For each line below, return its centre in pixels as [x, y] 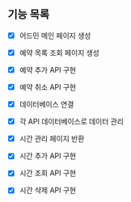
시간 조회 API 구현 [48, 173]
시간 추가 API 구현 [48, 156]
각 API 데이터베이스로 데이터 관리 [72, 122]
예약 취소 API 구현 [48, 87]
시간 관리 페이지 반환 [52, 139]
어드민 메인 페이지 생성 [55, 36]
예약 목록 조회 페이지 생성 [59, 53]
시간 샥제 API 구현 [48, 190]
